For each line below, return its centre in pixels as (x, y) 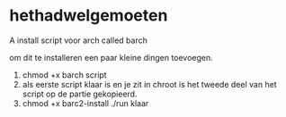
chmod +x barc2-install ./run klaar (85, 103)
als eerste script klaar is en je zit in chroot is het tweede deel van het (149, 84)
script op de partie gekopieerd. (80, 94)
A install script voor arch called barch (79, 40)
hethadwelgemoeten (89, 16)
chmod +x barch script (64, 75)
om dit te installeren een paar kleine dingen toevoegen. (111, 57)
